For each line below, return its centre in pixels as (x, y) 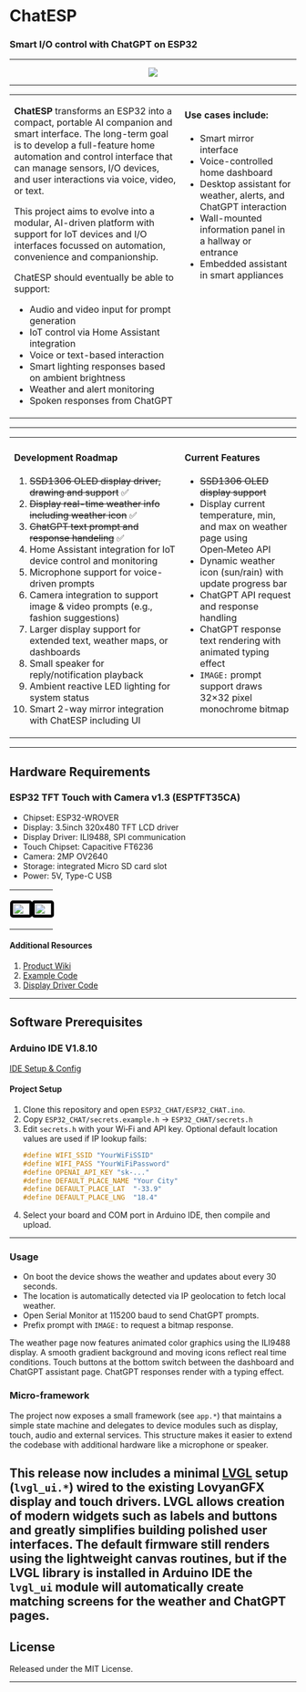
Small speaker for (67, 664)
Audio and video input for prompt (100, 309)
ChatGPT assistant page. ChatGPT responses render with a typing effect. (147, 1372)
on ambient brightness (77, 378)
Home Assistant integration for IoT (102, 550)
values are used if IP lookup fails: (85, 1138)
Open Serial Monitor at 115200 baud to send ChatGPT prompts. (141, 1315)
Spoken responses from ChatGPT (101, 400)
